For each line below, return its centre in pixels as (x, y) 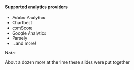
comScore (22, 28)
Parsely (20, 38)
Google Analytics (29, 33)
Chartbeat (22, 23)
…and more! (24, 43)
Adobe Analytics (28, 17)
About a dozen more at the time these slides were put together (67, 62)
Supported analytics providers (36, 7)
